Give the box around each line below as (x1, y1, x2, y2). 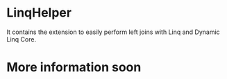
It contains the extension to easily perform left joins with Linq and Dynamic (6, 28, 220, 36)
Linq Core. (6, 35, 36, 43)
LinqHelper (6, 5, 72, 21)
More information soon (6, 60, 142, 76)
